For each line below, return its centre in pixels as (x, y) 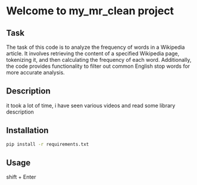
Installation (27, 131)
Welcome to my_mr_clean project (90, 11)
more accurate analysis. (36, 72)
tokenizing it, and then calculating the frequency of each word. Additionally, (99, 60)
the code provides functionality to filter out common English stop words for (98, 66)
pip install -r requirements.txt (48, 144)
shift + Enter (21, 177)
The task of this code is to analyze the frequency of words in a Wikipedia (96, 47)
